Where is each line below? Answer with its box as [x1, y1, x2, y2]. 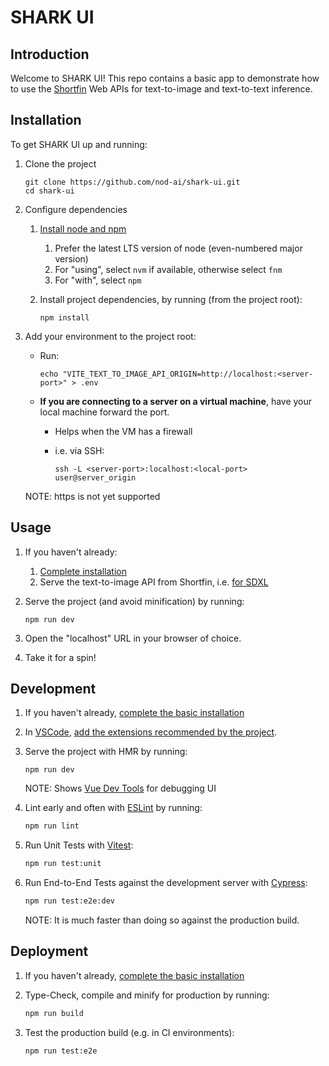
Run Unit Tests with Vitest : [24, 839, 134, 851]
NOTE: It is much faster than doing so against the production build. [24, 914, 300, 926]
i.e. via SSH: [54, 444, 105, 456]
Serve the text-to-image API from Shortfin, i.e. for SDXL [39, 576, 269, 588]
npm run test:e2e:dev [24, 896, 115, 906]
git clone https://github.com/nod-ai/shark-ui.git [24, 177, 241, 187]
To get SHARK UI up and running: [10, 138, 148, 150]
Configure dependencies [24, 203, 128, 215]
